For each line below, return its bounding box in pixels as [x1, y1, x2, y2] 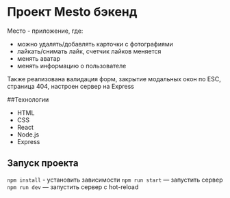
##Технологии [7, 95, 49, 103]
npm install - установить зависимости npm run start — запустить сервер [7, 175, 223, 184]
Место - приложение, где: [7, 27, 84, 35]
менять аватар [16, 54, 60, 62]
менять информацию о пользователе [16, 61, 127, 70]
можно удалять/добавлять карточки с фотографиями [16, 40, 173, 48]
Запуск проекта [7, 158, 79, 169]
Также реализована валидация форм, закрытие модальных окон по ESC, [7, 74, 221, 83]
